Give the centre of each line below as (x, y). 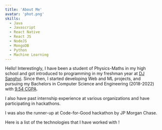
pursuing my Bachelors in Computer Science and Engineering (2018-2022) (80, 84)
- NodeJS (18, 41)
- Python (18, 50)
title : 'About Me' (24, 9)
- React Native (25, 32)
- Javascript (23, 28)
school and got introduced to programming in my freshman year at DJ (75, 74)
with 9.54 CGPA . (21, 89)
